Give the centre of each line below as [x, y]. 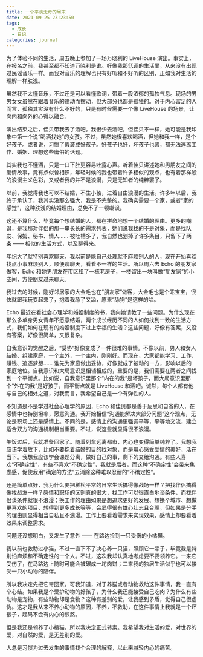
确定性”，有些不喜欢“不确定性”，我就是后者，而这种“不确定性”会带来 [104, 464]
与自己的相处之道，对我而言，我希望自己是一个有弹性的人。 [80, 393]
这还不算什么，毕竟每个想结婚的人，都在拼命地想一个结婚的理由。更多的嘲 [99, 221]
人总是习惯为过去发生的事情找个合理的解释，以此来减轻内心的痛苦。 [91, 648]
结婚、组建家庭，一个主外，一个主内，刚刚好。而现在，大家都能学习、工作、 [101, 355]
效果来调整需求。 [27, 523]
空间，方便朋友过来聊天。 [38, 279]
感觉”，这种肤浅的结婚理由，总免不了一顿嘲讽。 [66, 208]
